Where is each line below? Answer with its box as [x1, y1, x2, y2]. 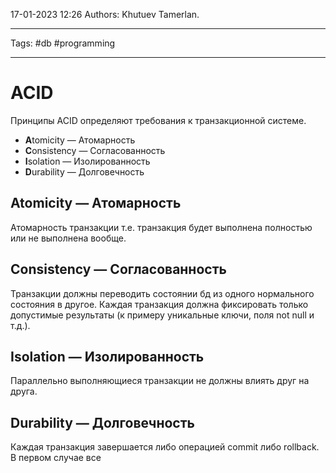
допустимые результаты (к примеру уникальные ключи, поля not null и [10, 309, 315, 321]
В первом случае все [10, 452, 102, 464]
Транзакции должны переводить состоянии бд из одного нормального [10, 287, 315, 299]
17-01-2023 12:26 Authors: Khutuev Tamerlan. [10, 9, 200, 20]
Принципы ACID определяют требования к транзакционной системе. [10, 114, 307, 126]
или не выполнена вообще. [10, 232, 127, 244]
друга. [10, 385, 38, 398]
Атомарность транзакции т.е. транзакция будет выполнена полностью [10, 221, 313, 233]
